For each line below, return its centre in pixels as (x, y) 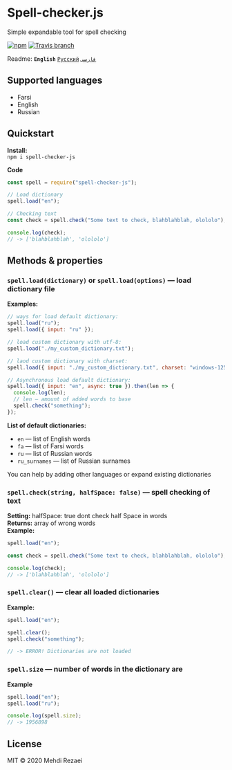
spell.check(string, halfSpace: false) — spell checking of (109, 492)
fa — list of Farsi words (50, 446)
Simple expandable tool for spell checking (67, 32)
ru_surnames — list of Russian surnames (74, 461)
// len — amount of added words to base (72, 399)
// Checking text (32, 214)
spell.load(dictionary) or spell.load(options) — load (99, 280)
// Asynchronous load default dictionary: (69, 380)
